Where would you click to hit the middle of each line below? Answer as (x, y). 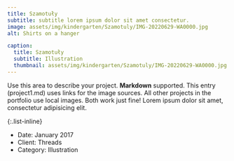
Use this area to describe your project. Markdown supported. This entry (111, 85)
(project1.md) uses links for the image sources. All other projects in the (109, 92)
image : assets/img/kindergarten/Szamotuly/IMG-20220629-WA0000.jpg (108, 27)
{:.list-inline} (25, 121)
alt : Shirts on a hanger (43, 33)
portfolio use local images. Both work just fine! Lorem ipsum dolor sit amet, (115, 100)
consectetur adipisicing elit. (47, 107)
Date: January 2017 (45, 134)
